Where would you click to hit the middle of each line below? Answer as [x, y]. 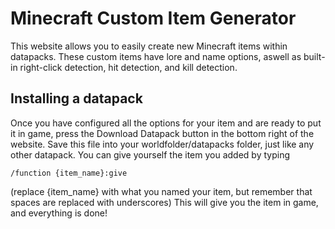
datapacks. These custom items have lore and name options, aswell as [156, 56]
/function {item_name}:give [69, 173]
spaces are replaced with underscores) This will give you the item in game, [164, 202]
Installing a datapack [76, 98]
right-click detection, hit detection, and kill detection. [128, 67]
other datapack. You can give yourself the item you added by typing [150, 154]
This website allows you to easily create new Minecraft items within [149, 46]
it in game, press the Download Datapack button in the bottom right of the [162, 133]
